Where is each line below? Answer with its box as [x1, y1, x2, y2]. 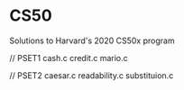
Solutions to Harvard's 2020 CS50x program [9, 35, 175, 46]
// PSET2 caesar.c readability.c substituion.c [9, 69, 174, 81]
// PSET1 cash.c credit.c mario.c [9, 52, 128, 63]
